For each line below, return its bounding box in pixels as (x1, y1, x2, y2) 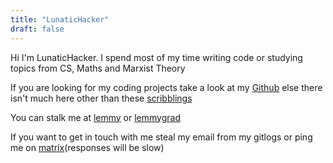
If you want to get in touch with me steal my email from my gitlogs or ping (10, 131, 313, 143)
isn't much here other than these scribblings (10, 92, 193, 104)
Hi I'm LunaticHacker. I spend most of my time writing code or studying (10, 51, 303, 63)
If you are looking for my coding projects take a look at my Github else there (10, 81, 323, 93)
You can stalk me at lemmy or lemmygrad (10, 111, 181, 123)
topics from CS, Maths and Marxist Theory (10, 62, 186, 74)
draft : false (10, 24, 65, 34)
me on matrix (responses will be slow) (10, 141, 165, 153)
